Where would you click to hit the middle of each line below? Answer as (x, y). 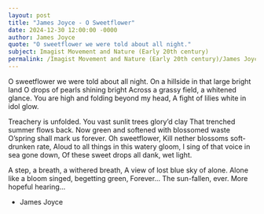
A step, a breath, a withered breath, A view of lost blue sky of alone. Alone (128, 170)
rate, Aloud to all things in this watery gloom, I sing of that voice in (143, 147)
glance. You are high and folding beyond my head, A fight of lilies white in (127, 98)
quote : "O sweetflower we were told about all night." (100, 45)
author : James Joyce (42, 37)
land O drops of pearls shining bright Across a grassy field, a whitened (123, 89)
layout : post (29, 15)
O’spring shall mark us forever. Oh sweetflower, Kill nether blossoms (119, 138)
